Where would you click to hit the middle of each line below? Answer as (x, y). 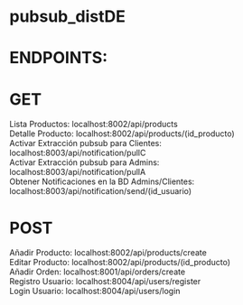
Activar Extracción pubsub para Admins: (84, 162)
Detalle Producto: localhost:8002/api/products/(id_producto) (122, 134)
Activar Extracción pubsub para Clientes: (86, 143)
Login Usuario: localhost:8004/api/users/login (95, 291)
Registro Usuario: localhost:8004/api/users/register (105, 282)
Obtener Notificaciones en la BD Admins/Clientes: (102, 181)
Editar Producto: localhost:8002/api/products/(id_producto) (120, 263)
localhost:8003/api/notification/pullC (78, 153)
